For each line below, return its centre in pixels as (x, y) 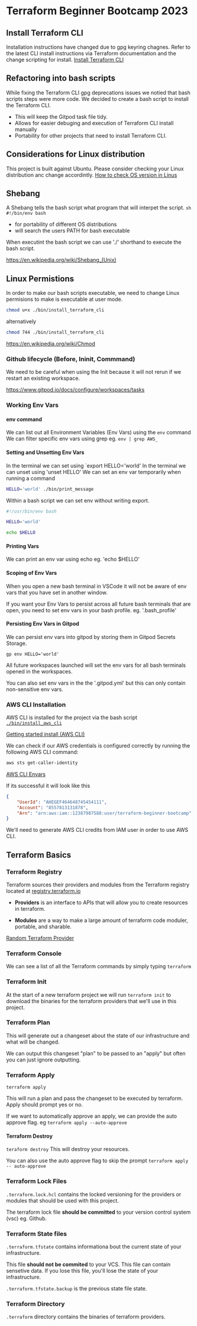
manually (26, 129)
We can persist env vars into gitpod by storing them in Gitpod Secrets (91, 637)
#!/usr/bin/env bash (32, 511)
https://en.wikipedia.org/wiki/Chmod (51, 344)
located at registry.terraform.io (43, 891)
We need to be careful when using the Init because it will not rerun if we (94, 372)
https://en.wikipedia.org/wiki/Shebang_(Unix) (61, 260)
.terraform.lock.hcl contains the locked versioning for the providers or (94, 1194)
